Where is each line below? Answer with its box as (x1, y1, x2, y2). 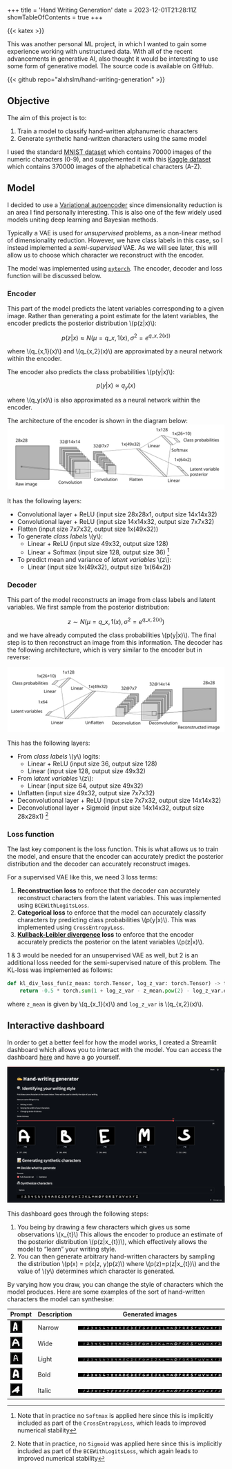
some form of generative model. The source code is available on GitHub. (7, 62, 214, 70)
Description (37, 1310, 72, 1319)
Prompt (10, 1310, 32, 1319)
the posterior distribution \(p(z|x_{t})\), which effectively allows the (17, 1237, 207, 1245)
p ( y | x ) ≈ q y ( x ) (96, 381, 136, 391)
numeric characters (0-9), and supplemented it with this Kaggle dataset (7, 155, 211, 163)
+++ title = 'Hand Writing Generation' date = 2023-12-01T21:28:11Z (7, 6, 197, 14)
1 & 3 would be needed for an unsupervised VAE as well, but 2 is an (7, 951, 199, 960)
